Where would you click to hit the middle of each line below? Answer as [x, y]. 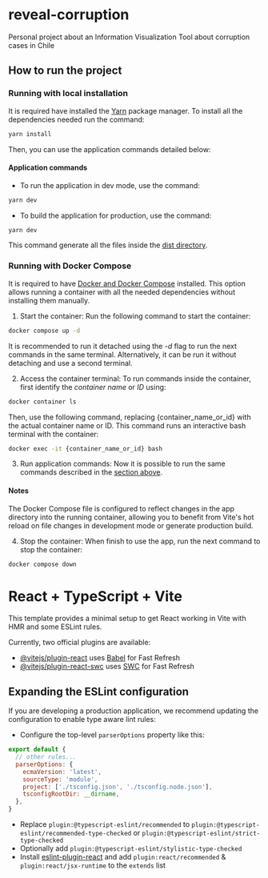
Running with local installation [68, 94]
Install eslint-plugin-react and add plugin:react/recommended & [123, 857]
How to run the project [65, 71]
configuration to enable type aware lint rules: [82, 720]
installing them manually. [49, 300]
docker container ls [43, 402]
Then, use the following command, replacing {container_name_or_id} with [130, 417]
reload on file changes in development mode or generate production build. [131, 525]
